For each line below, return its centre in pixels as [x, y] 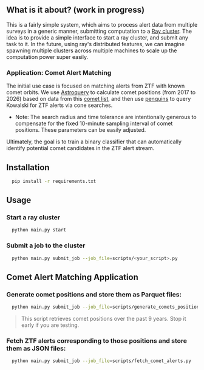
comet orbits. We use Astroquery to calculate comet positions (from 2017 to [101, 92]
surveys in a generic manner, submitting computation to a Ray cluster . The [99, 31]
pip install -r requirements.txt [54, 181]
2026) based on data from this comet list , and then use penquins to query [99, 99]
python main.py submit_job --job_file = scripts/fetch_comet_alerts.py [101, 361]
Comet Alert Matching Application [72, 277]
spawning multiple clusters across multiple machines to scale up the [92, 50]
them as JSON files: [36, 349]
